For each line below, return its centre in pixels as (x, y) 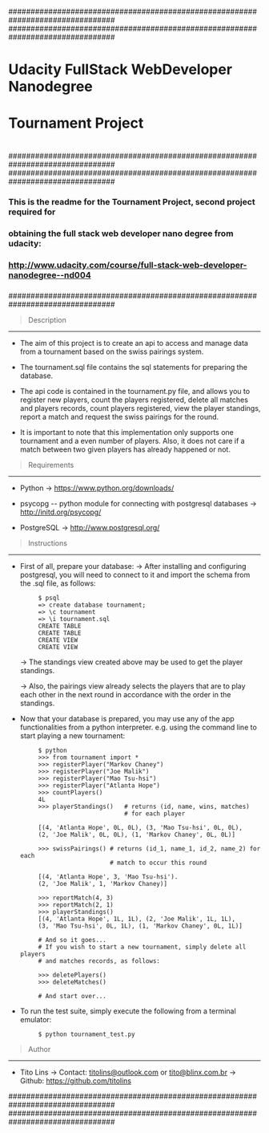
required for (32, 212)
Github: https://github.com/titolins (76, 1081)
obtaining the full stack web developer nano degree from (121, 234)
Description (47, 320)
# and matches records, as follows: (99, 961)
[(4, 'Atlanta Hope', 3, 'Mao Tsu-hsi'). (108, 877)
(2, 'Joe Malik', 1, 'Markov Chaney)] (103, 884)
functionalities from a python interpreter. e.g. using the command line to (139, 727)
